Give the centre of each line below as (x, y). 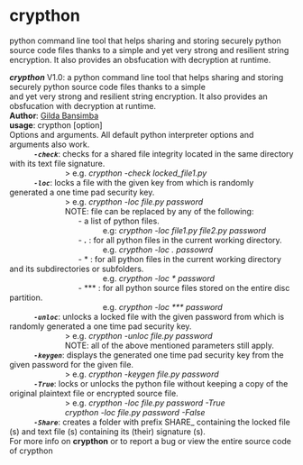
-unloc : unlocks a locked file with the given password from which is (159, 316)
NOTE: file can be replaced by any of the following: (159, 211)
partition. (26, 297)
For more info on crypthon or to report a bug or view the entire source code (150, 441)
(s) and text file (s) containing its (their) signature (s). (107, 431)
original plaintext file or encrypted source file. (94, 393)
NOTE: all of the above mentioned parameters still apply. (170, 345)
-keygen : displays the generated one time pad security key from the (159, 355)
